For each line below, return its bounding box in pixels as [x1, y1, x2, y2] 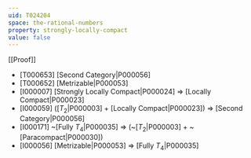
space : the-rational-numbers [8, 19, 104, 27]
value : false [8, 33, 51, 42]
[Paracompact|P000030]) [19, 132, 104, 141]
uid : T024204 [8, 11, 51, 20]
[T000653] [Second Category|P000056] [19, 70, 151, 79]
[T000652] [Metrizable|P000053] [19, 79, 129, 88]
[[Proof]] [8, 55, 37, 64]
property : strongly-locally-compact [8, 26, 128, 34]
